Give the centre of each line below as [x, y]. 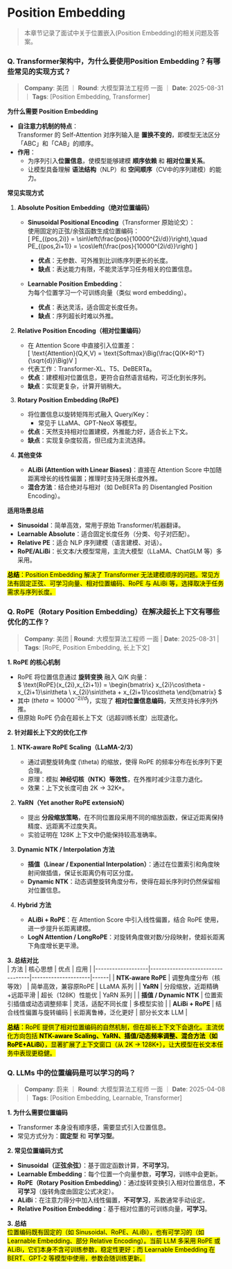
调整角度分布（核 [196, 978]
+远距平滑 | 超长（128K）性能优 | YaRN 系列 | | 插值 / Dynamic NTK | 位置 [112, 995]
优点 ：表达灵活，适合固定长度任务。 [90, 307]
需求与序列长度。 [32, 592]
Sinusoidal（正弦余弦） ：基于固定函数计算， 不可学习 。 [95, 1166]
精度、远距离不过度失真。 [64, 826]
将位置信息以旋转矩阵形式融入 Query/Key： [89, 415]
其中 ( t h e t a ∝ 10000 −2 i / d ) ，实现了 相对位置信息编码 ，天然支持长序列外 [117, 700]
